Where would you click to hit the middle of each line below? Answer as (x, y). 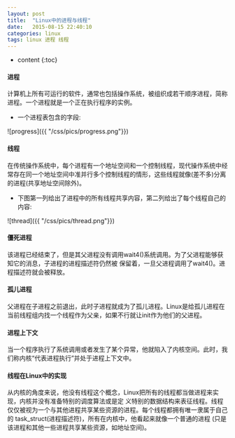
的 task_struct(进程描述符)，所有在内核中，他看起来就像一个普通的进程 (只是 (117, 419)
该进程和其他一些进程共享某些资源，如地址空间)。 (79, 427)
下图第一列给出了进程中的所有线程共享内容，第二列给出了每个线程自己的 (121, 198)
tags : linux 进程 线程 (38, 40)
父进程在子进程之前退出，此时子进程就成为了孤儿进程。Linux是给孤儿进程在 (116, 306)
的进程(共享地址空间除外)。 (47, 182)
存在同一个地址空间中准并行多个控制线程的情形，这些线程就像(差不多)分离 (120, 174)
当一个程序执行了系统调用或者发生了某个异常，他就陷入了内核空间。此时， (114, 350)
